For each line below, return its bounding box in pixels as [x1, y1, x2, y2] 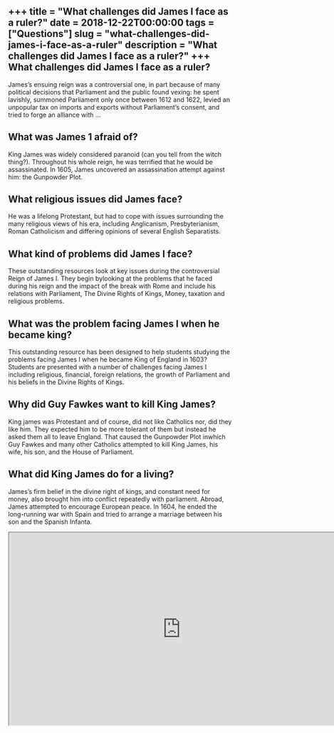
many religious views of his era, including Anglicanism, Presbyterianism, [8, 220, 220, 228]
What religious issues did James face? [8, 194, 183, 206]
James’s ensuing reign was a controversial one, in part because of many [8, 80, 221, 88]
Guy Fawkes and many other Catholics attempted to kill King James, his [8, 440, 219, 448]
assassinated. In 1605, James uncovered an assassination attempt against [8, 165, 225, 174]
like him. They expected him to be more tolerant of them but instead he [8, 425, 216, 433]
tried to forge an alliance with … [8, 110, 101, 119]
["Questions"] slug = [8, 28, 103, 40]
